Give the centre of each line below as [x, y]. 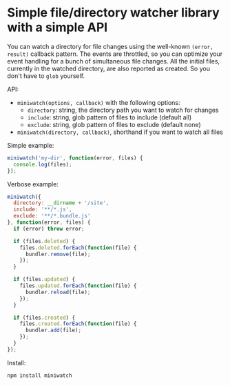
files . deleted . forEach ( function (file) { [78, 248]
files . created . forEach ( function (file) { [78, 324]
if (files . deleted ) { [44, 241]
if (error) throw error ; [49, 229]
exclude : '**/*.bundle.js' [52, 216]
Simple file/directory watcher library [114, 13]
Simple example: [31, 145]
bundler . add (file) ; [53, 330]
